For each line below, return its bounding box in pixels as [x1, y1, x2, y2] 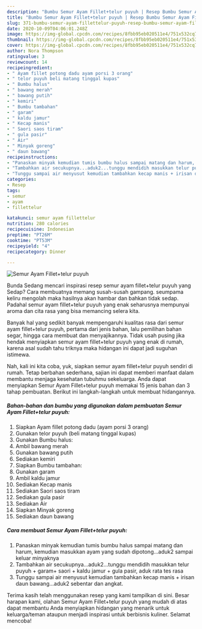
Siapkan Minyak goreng [15, 506, 74, 514]
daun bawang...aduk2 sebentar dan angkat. [15, 580, 123, 588]
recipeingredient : [7, 64, 53, 71]
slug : [7, 20, 20, 26]
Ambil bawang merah [15, 443, 68, 450]
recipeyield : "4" [7, 243, 50, 249]
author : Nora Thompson [7, 48, 64, 54]
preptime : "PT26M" [7, 232, 53, 238]
